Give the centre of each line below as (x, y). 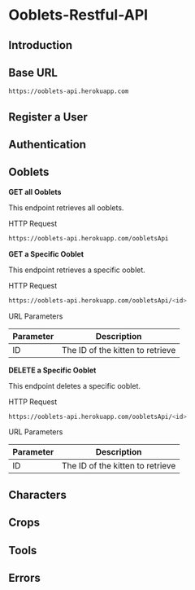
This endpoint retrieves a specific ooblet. (77, 270)
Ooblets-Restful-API (78, 15)
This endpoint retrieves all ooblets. (66, 207)
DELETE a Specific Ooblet (52, 370)
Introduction (41, 45)
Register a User (48, 117)
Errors (24, 578)
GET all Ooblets (35, 192)
